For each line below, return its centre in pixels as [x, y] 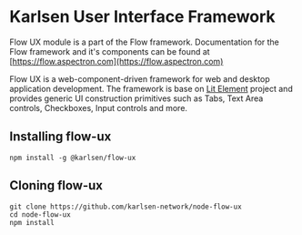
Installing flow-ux [60, 137]
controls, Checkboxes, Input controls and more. [99, 107]
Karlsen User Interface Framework [142, 17]
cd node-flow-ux [40, 215]
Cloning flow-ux [56, 185]
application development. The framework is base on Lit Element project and [151, 88]
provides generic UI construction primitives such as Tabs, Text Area [136, 98]
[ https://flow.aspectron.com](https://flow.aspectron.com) [116, 61]
